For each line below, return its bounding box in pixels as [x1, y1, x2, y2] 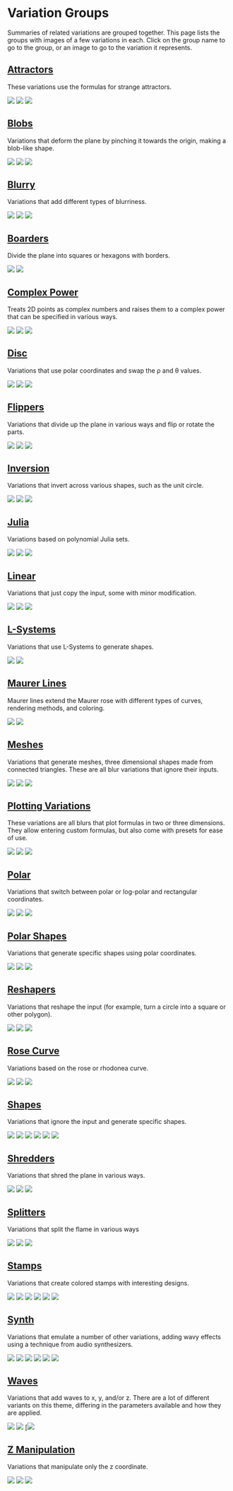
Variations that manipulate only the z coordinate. [7, 1463, 148, 1471]
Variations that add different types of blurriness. [7, 198, 147, 206]
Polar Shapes [7, 930, 67, 942]
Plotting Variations [7, 800, 91, 812]
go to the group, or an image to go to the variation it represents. [7, 43, 193, 52]
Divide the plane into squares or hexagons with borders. [7, 251, 171, 260]
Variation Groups [7, 5, 109, 21]
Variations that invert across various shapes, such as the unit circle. [7, 481, 204, 490]
